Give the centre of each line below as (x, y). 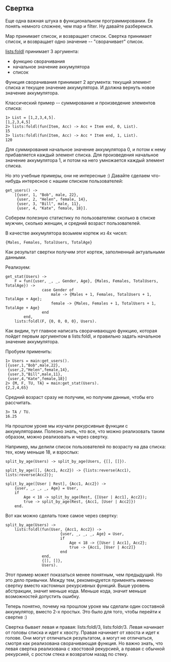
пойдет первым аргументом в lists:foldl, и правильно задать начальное (83, 336)
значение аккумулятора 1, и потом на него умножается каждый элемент (85, 160)
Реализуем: (18, 267)
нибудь (13, 181)
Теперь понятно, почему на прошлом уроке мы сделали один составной (85, 606)
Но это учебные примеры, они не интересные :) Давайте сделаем (78, 175)
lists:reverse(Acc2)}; (29, 475)
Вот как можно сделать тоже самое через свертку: (62, 515)
